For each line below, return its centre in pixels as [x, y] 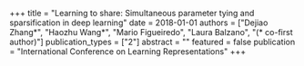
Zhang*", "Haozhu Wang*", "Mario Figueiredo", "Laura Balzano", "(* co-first [151, 32]
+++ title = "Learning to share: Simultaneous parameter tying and [132, 13]
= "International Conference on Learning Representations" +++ [128, 52]
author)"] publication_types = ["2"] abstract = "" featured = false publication [152, 42]
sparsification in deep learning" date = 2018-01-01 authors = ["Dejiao [139, 23]
